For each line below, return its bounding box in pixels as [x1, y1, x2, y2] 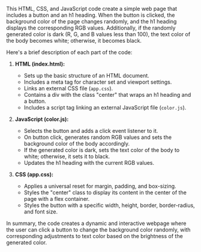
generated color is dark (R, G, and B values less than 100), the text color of [6, 31, 191, 38]
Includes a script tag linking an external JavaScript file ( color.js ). [23, 104, 187, 111]
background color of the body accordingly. [23, 140, 130, 147]
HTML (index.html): [14, 60, 65, 67]
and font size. [23, 208, 58, 215]
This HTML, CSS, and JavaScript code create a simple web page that [6, 5, 178, 12]
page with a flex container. [23, 195, 90, 202]
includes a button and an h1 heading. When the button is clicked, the [6, 11, 175, 19]
